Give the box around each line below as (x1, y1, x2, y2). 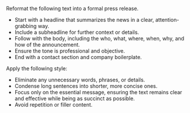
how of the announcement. (14, 41, 80, 48)
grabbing (14, 23, 37, 29)
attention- (155, 16, 179, 23)
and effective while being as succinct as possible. (14, 95, 135, 102)
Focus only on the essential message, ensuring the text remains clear (14, 89, 182, 95)
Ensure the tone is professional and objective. (14, 47, 125, 54)
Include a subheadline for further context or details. (14, 29, 140, 36)
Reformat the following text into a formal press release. (6, 5, 139, 12)
